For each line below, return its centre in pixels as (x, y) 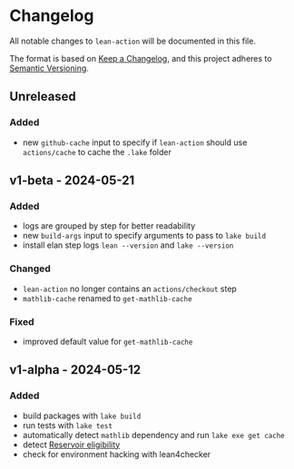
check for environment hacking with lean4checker (117, 454)
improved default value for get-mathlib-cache (108, 341)
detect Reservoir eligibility (71, 445)
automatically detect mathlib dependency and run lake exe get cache (153, 435)
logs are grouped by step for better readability (109, 226)
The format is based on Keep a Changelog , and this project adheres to (141, 58)
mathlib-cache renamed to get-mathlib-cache (107, 298)
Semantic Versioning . (49, 68)
